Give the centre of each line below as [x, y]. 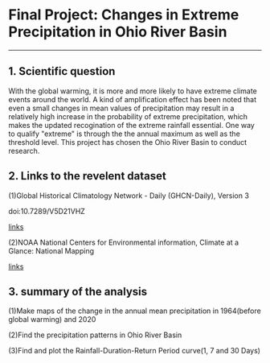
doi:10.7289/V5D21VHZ [47, 211]
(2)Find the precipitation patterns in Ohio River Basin [95, 335]
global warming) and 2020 [52, 320]
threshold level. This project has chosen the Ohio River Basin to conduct [128, 142]
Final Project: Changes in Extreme [124, 15]
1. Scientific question [62, 71]
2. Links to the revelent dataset [87, 176]
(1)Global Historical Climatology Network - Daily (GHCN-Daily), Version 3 [129, 196]
